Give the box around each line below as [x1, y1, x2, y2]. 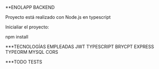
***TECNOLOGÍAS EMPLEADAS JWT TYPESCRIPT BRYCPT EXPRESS [5, 44, 154, 50]
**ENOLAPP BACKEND [5, 5, 55, 10]
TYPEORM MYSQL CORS [5, 49, 59, 55]
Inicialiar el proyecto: [5, 24, 50, 30]
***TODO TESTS [5, 59, 42, 65]
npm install [5, 34, 29, 40]
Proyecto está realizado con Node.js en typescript [5, 14, 111, 20]
